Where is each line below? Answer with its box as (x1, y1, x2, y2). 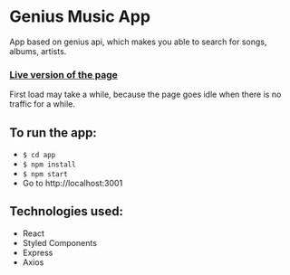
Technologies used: (9, 204, 124, 219)
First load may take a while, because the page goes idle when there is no (9, 89, 282, 100)
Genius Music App (9, 6, 151, 27)
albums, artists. (9, 45, 67, 56)
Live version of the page (9, 68, 118, 81)
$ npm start (22, 170, 68, 179)
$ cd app (22, 151, 56, 160)
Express (22, 247, 53, 258)
